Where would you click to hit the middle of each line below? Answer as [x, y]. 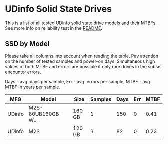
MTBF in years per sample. [33, 87]
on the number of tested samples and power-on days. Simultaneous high [80, 61]
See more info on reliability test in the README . [54, 28]
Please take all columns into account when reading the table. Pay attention [82, 56]
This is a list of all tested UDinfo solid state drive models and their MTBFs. [81, 23]
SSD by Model [27, 44]
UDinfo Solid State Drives [59, 9]
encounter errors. [23, 72]
